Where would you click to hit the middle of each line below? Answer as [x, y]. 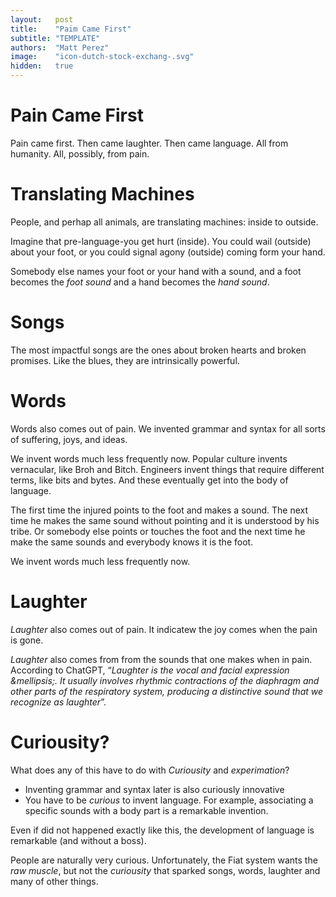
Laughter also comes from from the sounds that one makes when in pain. [161, 659]
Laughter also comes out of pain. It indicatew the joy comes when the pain [164, 629]
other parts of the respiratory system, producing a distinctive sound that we [167, 691]
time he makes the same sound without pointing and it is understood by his [165, 520]
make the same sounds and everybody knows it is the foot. [132, 542]
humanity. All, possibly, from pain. [80, 153]
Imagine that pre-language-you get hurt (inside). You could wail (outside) [161, 241]
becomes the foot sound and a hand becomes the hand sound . [140, 282]
